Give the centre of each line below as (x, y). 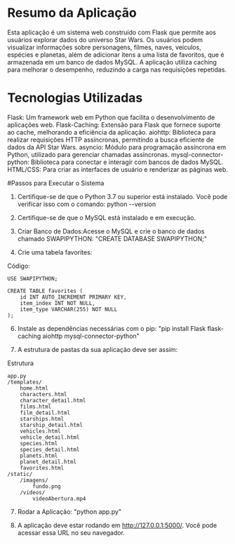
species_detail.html (50, 449)
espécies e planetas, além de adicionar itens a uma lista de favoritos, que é (116, 55)
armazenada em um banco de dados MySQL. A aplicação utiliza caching (112, 62)
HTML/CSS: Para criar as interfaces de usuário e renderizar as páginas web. (117, 169)
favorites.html (42, 468)
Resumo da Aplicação (72, 13)
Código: (19, 266)
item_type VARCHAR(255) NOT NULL (69, 309)
